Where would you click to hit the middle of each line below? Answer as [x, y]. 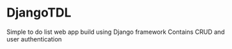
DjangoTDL [39, 13]
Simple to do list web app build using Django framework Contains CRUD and [116, 32]
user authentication [34, 39]
